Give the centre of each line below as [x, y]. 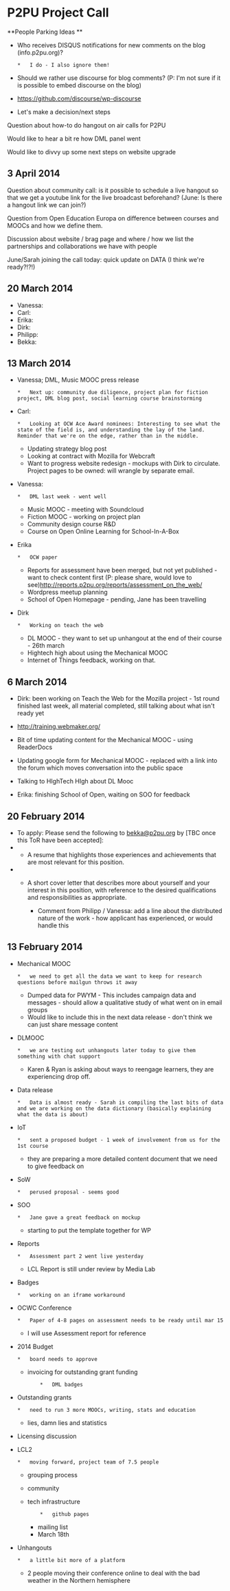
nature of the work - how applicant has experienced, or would [125, 918]
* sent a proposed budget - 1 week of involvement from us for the [119, 1140]
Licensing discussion [47, 1436]
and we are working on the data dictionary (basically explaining [114, 1108]
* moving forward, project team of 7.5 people [88, 1462]
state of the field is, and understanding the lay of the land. [111, 430]
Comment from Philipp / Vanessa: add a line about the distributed [130, 911]
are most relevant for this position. [76, 862]
